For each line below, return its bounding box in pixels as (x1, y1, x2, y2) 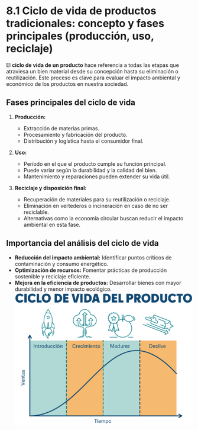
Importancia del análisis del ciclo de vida (6, 238, 159, 248)
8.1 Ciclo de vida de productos (6, 4, 157, 18)
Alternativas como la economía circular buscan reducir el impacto (23, 214, 184, 222)
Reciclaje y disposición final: (14, 184, 87, 191)
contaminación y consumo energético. (14, 260, 109, 267)
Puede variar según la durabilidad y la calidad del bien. (23, 166, 157, 174)
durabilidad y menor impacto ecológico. (14, 285, 112, 293)
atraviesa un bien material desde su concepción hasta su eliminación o (6, 68, 179, 75)
